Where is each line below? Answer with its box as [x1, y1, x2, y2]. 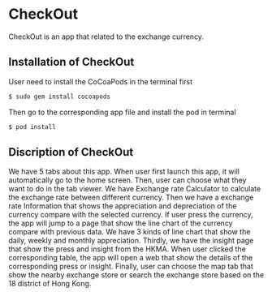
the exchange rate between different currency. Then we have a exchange [8, 192, 254, 203]
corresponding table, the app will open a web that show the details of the [8, 253, 253, 263]
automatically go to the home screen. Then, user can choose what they [8, 175, 247, 185]
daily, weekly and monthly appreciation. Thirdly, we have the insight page [8, 236, 254, 246]
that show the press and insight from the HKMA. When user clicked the [8, 244, 246, 254]
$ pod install [8, 122, 57, 131]
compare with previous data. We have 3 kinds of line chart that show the [8, 227, 251, 237]
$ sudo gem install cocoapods [8, 92, 111, 101]
